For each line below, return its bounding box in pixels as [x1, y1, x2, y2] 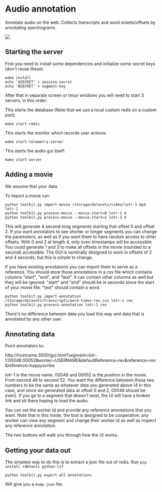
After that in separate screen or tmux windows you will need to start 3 [5, 92, 144, 98]
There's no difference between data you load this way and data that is [5, 311, 145, 317]
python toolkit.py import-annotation [5, 294, 81, 299]
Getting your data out [5, 446, 71, 455]
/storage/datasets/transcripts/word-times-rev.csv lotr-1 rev [5, 298, 133, 303]
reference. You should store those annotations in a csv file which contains [5, 269, 152, 275]
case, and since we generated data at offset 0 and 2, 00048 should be [5, 388, 146, 393]
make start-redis [5, 121, 40, 126]
